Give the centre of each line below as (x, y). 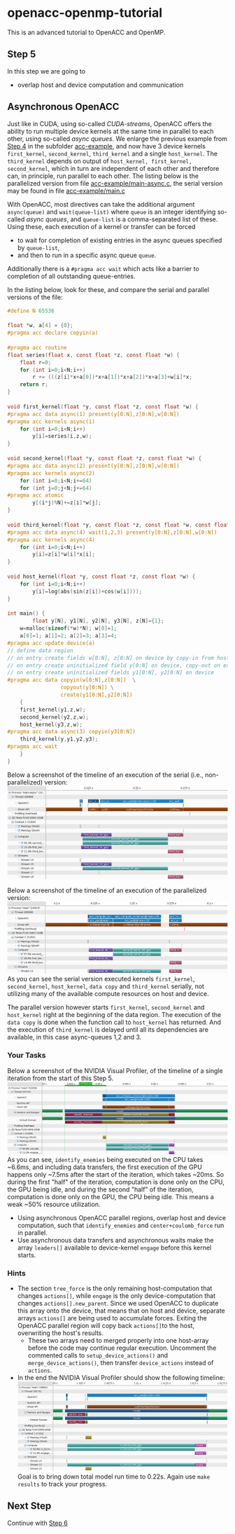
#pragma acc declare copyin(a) (53, 333)
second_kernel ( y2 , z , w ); (55, 717)
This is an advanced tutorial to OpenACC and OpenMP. (86, 32)
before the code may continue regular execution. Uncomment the (122, 1348)
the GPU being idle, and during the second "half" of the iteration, (100, 1189)
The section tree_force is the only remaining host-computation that (115, 1288)
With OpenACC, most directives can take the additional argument (101, 204)
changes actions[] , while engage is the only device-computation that (116, 1295)
